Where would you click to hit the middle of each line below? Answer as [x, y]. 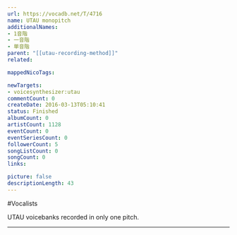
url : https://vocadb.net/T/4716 [55, 14]
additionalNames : [33, 27]
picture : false [30, 177]
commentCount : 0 [31, 98]
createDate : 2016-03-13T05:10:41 [56, 105]
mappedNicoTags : [31, 72]
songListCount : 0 [33, 151]
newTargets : [25, 85]
